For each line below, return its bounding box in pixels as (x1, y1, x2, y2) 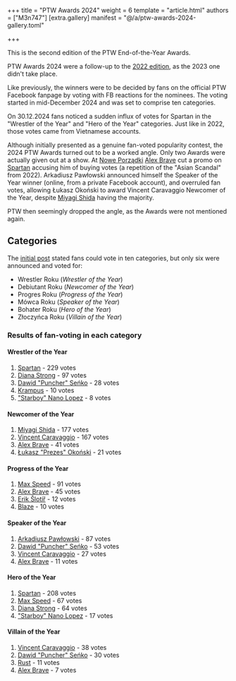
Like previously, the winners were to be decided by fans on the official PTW (7, 83, 227, 91)
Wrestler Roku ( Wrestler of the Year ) (17, 275, 123, 284)
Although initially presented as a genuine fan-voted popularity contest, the (7, 141, 223, 149)
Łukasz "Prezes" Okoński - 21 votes (17, 448, 122, 457)
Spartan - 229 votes (17, 363, 76, 372)
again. (7, 215, 26, 223)
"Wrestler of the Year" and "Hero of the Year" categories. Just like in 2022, (7, 120, 225, 128)
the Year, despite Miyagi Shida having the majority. (7, 194, 154, 202)
